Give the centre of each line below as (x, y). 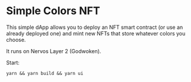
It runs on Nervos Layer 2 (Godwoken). (54, 51)
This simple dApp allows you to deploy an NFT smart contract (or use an (95, 27)
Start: (13, 63)
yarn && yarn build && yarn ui (45, 73)
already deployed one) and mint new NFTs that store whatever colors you (96, 33)
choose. (16, 40)
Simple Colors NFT (53, 11)
